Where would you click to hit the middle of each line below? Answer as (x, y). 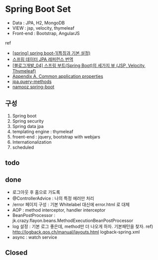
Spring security (28, 121)
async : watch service (35, 237)
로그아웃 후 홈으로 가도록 (36, 192)
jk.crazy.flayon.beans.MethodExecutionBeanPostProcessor (73, 220)
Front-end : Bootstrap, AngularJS (46, 33)
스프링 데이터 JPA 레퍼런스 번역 (43, 59)
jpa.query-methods (32, 81)
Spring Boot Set (38, 9)
